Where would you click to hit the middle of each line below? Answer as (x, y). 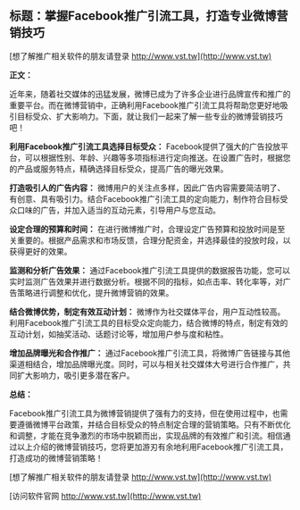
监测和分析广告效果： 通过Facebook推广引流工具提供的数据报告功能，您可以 (150, 270)
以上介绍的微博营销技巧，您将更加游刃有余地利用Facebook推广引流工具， (152, 447)
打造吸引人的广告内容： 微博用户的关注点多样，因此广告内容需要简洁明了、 (147, 188)
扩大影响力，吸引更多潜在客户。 (75, 375)
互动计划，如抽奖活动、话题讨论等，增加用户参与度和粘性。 (119, 334)
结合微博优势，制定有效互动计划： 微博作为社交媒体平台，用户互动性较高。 (147, 312)
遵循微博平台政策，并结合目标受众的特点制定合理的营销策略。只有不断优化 (154, 424)
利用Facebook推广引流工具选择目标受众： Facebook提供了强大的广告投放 (145, 146)
